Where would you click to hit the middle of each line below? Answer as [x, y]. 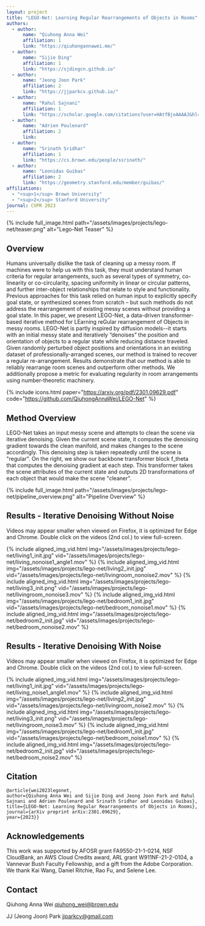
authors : [17, 23]
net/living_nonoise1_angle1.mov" [47, 562]
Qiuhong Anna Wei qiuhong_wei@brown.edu [63, 905]
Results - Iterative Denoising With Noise [84, 646]
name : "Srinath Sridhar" [54, 148]
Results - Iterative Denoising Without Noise [90, 516]
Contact [22, 890]
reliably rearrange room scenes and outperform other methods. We [91, 367]
